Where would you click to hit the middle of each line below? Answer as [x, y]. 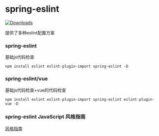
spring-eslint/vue [26, 79]
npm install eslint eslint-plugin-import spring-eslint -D [67, 67]
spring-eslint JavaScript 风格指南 [45, 117]
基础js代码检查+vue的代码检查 [36, 90]
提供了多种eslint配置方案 [30, 32]
